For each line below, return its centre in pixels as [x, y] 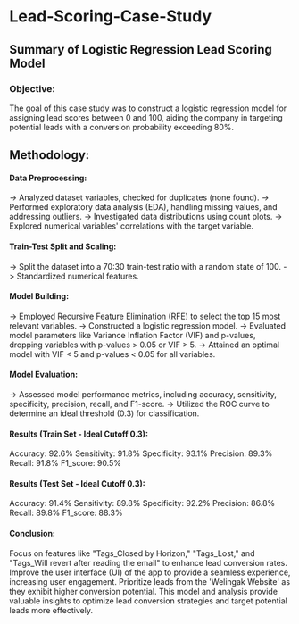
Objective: [32, 88]
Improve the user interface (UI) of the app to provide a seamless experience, [150, 572]
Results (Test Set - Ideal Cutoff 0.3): [77, 483]
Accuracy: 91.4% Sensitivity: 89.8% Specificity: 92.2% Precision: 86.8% [142, 503]
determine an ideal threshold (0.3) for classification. [104, 413]
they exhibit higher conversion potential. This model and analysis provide [144, 591]
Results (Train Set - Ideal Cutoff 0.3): [79, 434]
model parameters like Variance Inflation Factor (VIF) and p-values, [133, 335]
